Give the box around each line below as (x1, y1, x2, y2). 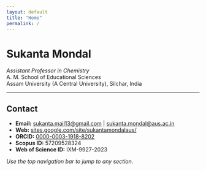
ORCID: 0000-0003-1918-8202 (15, 133, 95, 140)
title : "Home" (6, 15, 43, 21)
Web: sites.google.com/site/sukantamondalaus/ (15, 126, 137, 134)
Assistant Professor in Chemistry (6, 67, 90, 74)
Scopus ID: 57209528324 (15, 139, 82, 147)
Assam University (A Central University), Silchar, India (6, 80, 142, 88)
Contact (6, 104, 38, 114)
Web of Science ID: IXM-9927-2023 (15, 146, 108, 153)
